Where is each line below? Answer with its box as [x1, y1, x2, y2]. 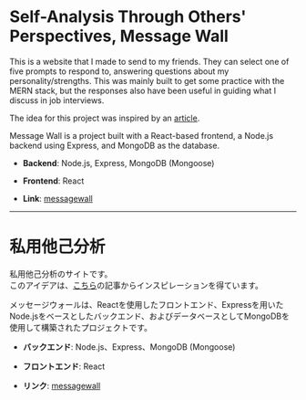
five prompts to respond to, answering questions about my [9, 66, 229, 77]
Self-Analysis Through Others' [9, 6, 247, 27]
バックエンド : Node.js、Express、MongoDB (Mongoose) [22, 341, 236, 353]
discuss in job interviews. [9, 94, 105, 106]
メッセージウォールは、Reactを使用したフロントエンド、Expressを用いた [9, 299, 284, 310]
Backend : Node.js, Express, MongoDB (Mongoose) [22, 157, 215, 168]
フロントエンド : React [22, 361, 106, 372]
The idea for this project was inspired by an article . [9, 112, 200, 123]
